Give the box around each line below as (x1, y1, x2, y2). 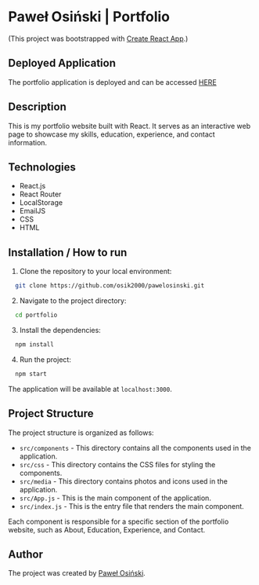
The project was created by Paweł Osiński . (8, 569, 146, 578)
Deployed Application (8, 57, 116, 70)
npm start (15, 370, 47, 378)
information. (8, 137, 48, 147)
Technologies (8, 160, 77, 174)
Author (8, 547, 43, 561)
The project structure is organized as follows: (8, 428, 154, 437)
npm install (15, 340, 55, 349)
